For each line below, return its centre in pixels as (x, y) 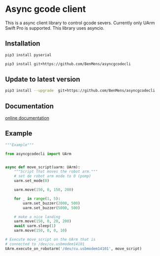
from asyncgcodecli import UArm (38, 154)
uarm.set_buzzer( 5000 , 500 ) (51, 208)
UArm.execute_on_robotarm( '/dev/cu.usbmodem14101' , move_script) (73, 249)
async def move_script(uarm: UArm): (43, 167)
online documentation (27, 118)
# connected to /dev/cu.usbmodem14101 (45, 244)
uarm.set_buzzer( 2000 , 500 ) (51, 203)
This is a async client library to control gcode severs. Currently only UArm (80, 23)
